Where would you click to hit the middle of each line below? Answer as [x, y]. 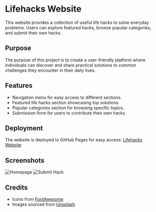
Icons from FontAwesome [38, 199]
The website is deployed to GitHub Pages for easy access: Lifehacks [74, 140]
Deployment [24, 128]
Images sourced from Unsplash [43, 204]
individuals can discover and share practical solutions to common [71, 65]
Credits [17, 187]
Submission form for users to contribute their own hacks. [69, 113]
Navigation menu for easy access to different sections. [67, 97]
